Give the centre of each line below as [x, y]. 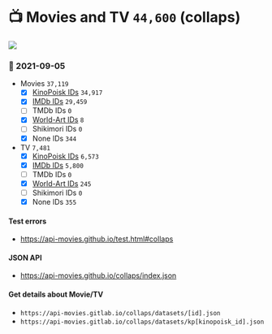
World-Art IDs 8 [58, 119]
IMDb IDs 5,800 [58, 165]
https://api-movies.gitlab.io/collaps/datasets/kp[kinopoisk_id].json [142, 322]
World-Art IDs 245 [62, 183]
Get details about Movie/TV [56, 294]
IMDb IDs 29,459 [60, 102]
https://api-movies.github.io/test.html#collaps [97, 239]
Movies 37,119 [44, 84]
